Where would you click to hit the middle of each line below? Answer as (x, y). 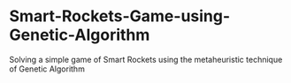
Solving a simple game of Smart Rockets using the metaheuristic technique (146, 59)
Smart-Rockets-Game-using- (120, 16)
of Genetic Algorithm (47, 69)
